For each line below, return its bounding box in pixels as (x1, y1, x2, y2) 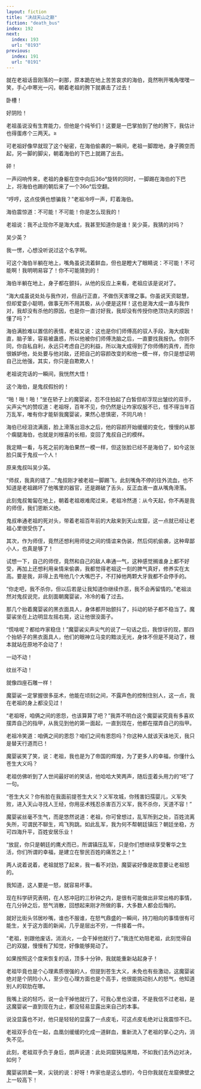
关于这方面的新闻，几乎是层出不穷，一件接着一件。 (22, 922, 148, 929)
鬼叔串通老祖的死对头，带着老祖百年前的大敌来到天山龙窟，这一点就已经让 (6, 517, 190, 524)
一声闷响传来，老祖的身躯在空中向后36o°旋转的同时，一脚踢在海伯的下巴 (6, 175, 187, 182)
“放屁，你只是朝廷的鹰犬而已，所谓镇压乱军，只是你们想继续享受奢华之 (6, 841, 182, 848)
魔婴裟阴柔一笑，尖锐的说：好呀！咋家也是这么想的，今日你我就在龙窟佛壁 (6, 1069, 190, 1076)
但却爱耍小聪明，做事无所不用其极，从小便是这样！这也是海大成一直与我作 (6, 299, 190, 306)
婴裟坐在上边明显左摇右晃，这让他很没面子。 (6, 613, 117, 620)
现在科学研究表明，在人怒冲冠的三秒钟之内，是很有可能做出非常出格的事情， (6, 894, 195, 901)
